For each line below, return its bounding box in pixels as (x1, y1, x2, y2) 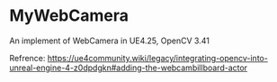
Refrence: (9, 52, 46, 63)
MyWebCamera (9, 5, 129, 26)
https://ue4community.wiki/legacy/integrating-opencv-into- (47, 52, 268, 63)
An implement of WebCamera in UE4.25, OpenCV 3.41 (9, 35, 210, 46)
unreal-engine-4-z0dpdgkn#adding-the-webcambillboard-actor (9, 62, 248, 73)
